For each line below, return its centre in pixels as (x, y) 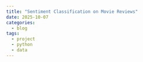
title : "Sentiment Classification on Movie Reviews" (72, 12)
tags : (13, 34)
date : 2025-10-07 (27, 17)
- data (19, 50)
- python (22, 45)
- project (23, 39)
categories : (21, 22)
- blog (19, 28)
